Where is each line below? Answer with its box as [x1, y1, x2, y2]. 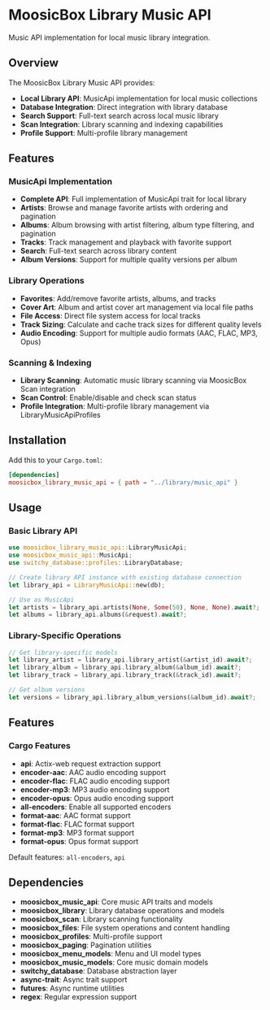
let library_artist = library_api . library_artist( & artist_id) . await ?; [8, 656, 253, 664]
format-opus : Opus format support [20, 836, 139, 846]
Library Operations [8, 275, 85, 286]
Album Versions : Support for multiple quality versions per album [20, 254, 237, 265]
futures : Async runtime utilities [20, 983, 124, 993]
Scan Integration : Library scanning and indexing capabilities [20, 119, 224, 129]
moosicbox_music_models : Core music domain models [20, 957, 209, 968]
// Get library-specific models [8, 648, 118, 657]
